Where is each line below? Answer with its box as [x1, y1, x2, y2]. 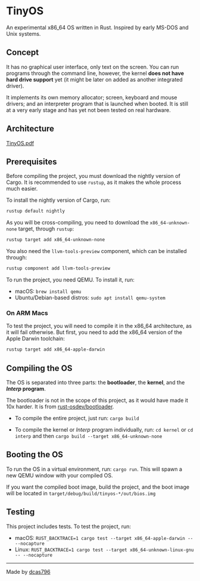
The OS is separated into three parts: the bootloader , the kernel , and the [6, 379, 185, 386]
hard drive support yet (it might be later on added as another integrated [6, 76, 183, 83]
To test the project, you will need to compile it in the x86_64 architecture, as [6, 323, 192, 330]
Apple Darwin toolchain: [6, 335, 65, 342]
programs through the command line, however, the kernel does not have [6, 70, 185, 77]
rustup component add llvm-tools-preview [6, 265, 111, 271]
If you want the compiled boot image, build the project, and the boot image [6, 483, 189, 491]
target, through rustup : [18, 225, 74, 233]
